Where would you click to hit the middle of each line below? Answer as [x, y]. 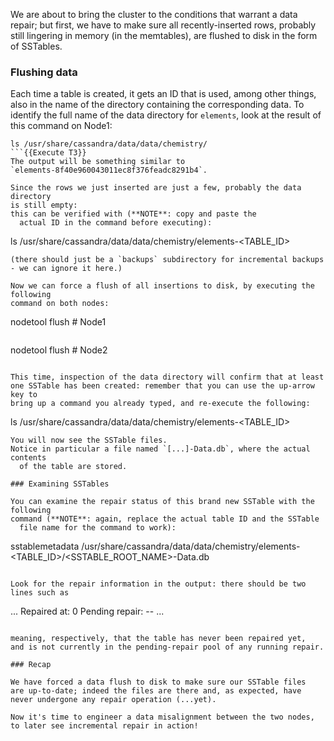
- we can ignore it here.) [66, 269]
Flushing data [44, 72]
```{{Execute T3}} [48, 153]
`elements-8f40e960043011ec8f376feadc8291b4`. [109, 170]
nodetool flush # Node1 [58, 322]
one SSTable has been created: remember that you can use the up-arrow [162, 386]
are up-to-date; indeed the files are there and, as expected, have [156, 691]
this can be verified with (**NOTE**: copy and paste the [133, 214]
